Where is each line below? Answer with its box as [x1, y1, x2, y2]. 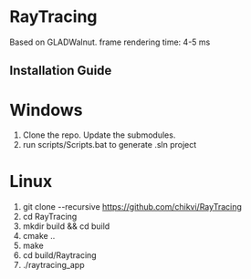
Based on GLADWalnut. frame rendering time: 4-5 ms [9, 36, 211, 47]
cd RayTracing [22, 212, 78, 222]
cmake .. [22, 231, 56, 242]
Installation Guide [9, 63, 112, 78]
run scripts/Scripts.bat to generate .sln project [22, 139, 197, 150]
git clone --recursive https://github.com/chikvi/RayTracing [22, 201, 242, 212]
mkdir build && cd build [22, 221, 110, 232]
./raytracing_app [22, 260, 85, 271]
